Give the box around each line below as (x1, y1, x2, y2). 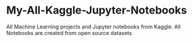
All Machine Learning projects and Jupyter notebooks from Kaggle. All (6, 23, 181, 30)
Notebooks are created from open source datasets (6, 29, 132, 36)
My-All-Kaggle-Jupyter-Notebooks (6, 4, 187, 17)
